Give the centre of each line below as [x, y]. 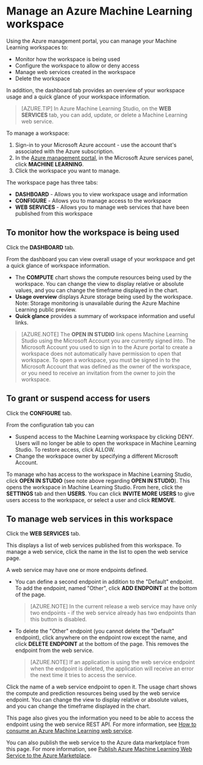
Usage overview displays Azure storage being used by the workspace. [104, 296]
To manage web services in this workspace [90, 519]
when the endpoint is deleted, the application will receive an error [112, 668]
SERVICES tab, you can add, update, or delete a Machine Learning [104, 115]
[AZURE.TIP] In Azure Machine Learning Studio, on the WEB [96, 108]
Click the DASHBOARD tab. [40, 247]
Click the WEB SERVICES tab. [43, 534]
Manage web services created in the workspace [75, 72]
